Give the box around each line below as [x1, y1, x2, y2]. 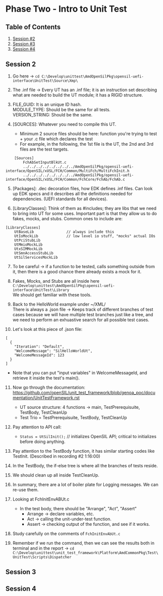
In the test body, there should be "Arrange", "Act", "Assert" [19, 505, 137, 511]
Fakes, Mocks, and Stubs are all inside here [12, 278, 100, 284]
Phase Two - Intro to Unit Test [5, 3, 128, 15]
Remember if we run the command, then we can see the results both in [12, 540, 155, 546]
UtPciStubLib [14, 238, 41, 243]
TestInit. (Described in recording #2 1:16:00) [12, 453, 100, 459]
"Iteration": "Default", [14, 344, 65, 349]
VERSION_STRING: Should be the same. [12, 112, 93, 117]
